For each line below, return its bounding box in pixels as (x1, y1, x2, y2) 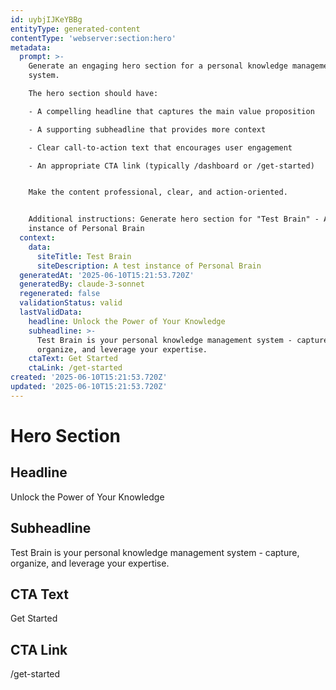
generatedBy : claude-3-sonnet (19, 279, 145, 290)
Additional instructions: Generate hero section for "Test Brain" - (28, 214, 320, 225)
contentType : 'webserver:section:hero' (10, 33, 177, 43)
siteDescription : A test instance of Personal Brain (36, 261, 262, 271)
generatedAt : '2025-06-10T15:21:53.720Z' (19, 270, 195, 280)
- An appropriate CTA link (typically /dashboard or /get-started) (28, 161, 315, 171)
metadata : (10, 42, 52, 53)
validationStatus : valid (19, 298, 123, 308)
